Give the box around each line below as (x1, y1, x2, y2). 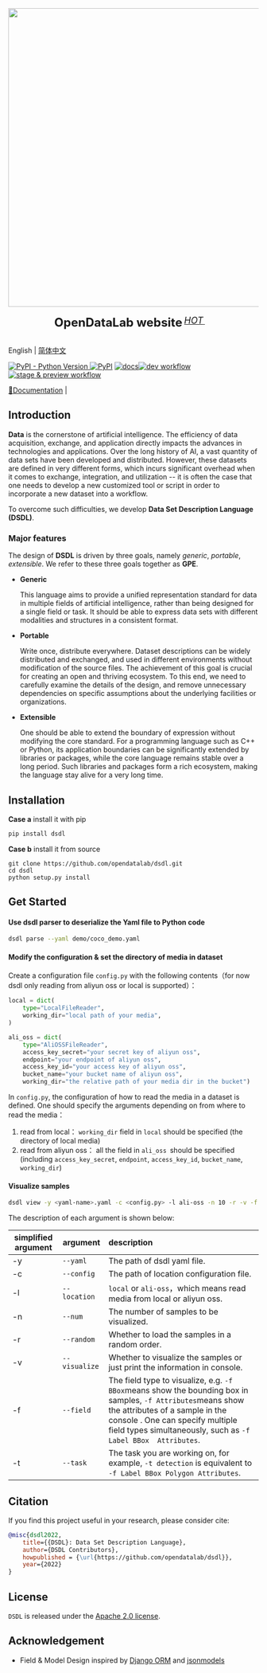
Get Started (8, 895, 67, 909)
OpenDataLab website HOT (54, 315, 204, 330)
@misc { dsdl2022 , (8, 1530, 62, 1539)
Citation (8, 1495, 49, 1508)
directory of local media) (19, 1136, 101, 1146)
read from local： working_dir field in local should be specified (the (19, 1127, 243, 1137)
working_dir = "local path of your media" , (22, 1011, 161, 1020)
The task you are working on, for (108, 1448, 230, 1459)
